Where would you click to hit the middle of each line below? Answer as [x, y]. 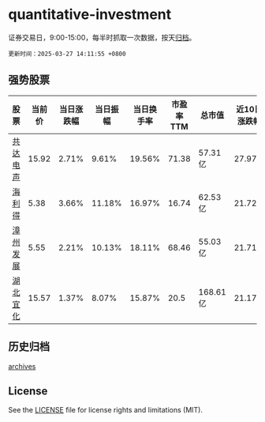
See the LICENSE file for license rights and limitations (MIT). [106, 410]
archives [22, 366]
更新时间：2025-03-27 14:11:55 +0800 [67, 54]
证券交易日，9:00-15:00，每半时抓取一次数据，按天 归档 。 [102, 37]
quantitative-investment [90, 15]
